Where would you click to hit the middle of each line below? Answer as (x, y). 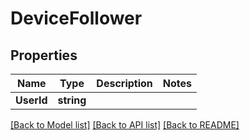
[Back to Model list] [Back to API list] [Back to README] (125, 125)
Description (124, 83)
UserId (31, 100)
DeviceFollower (76, 18)
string (72, 100)
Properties (44, 55)
